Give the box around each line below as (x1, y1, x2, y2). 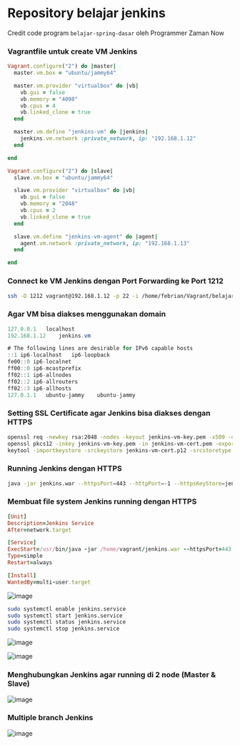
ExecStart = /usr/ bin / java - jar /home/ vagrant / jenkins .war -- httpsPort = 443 (7, 546, 232, 553)
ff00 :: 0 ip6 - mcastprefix (7, 365, 81, 372)
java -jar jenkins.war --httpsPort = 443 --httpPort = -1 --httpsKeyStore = (7, 480, 225, 487)
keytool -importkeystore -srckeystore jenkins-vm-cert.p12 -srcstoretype (7, 446, 232, 454)
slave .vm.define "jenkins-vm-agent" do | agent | (14, 233, 159, 240)
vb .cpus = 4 (20, 102, 56, 109)
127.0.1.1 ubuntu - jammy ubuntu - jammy (7, 391, 136, 399)
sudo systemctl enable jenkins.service (7, 605, 126, 612)
